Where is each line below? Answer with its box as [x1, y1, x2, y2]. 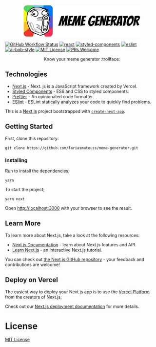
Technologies [5, 70, 48, 79]
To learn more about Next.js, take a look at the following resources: [5, 232, 140, 238]
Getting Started [5, 123, 53, 131]
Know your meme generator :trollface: [43, 56, 120, 62]
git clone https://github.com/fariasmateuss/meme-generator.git [5, 145, 138, 151]
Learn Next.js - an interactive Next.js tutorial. [12, 247, 102, 253]
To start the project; [5, 186, 45, 192]
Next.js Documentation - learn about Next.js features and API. [12, 241, 136, 247]
